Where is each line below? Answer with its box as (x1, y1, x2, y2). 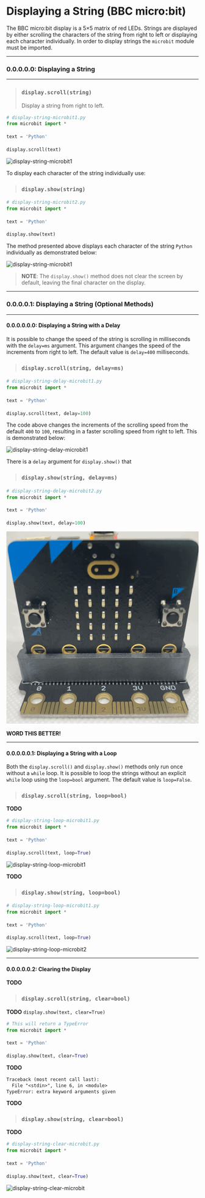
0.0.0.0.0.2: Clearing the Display (6, 965, 92, 973)
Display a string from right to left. (21, 102, 105, 109)
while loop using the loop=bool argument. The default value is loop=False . (6, 776, 192, 784)
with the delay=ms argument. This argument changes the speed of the (6, 342, 181, 349)
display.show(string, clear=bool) (21, 1116, 124, 1122)
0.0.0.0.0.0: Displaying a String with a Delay (6, 322, 121, 329)
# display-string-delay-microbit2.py (6, 488, 103, 494)
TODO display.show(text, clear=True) (6, 1008, 106, 1016)
